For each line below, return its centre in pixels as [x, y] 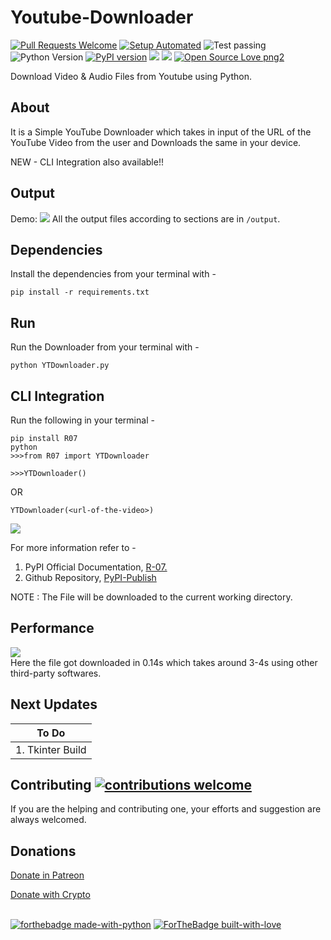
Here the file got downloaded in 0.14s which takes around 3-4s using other [164, 662]
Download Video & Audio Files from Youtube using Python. [131, 76]
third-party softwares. [56, 673]
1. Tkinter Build [51, 749]
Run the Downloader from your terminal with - [105, 347]
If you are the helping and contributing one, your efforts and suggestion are [166, 809]
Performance [52, 628]
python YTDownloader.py [60, 366]
